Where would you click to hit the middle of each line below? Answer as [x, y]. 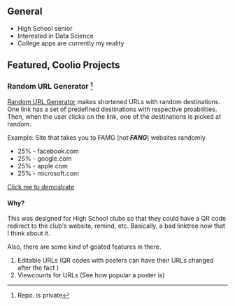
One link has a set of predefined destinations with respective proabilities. [112, 109]
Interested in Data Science [56, 36]
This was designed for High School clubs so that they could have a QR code [116, 219]
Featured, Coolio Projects [64, 65]
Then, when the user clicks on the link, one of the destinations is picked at [114, 116]
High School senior [45, 28]
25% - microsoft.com [48, 173]
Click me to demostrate [41, 187]
